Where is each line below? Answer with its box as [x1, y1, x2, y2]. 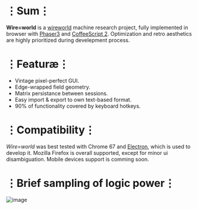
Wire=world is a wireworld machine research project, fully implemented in [6, 24, 188, 31]
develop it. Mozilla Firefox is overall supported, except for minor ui [6, 149, 168, 156]
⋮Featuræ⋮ [6, 58, 70, 71]
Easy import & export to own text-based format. [14, 96, 132, 103]
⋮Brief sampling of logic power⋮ [6, 177, 175, 190]
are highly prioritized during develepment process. [6, 36, 130, 43]
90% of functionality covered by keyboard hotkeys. [14, 102, 141, 110]
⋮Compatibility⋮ [6, 123, 96, 137]
